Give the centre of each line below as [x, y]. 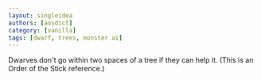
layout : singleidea [41, 15]
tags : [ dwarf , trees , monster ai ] [66, 38]
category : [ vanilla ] [43, 30]
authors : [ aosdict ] [41, 23]
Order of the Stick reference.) [56, 69]
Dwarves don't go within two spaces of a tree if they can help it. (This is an [131, 60]
